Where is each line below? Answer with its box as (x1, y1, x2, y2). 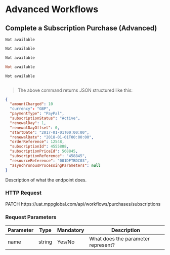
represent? (89, 242, 115, 249)
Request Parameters (5, 213, 57, 221)
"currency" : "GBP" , (10, 106, 51, 112)
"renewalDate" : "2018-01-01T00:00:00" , (10, 134, 94, 140)
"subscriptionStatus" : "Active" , (10, 116, 80, 121)
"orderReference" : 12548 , (10, 139, 65, 144)
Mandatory (57, 227, 84, 234)
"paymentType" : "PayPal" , (10, 111, 65, 116)
